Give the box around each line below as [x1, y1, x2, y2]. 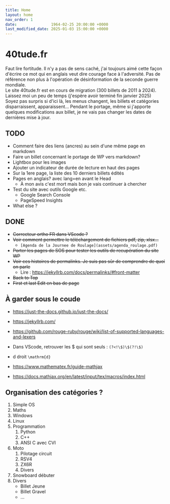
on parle [12, 264, 31, 270]
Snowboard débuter [12, 472, 55, 478]
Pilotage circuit [20, 451, 52, 457]
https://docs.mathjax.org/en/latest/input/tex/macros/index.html [12, 373, 145, 379]
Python [20, 429, 36, 435]
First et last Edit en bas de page [12, 280, 80, 286]
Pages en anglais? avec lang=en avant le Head [12, 175, 111, 182]
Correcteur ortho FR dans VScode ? [12, 231, 88, 237]
